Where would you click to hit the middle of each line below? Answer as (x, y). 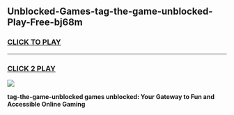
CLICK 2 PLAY (31, 68)
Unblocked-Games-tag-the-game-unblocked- (110, 11)
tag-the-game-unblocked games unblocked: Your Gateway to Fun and (111, 96)
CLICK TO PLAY (34, 43)
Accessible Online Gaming (46, 104)
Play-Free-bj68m (45, 23)
